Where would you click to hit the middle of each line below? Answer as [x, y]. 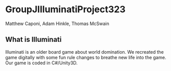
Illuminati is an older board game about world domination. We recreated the [85, 52]
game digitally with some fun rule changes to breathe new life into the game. [86, 57]
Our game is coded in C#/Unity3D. [42, 63]
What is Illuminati [33, 40]
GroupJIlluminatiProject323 [66, 9]
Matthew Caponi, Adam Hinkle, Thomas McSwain [57, 23]
